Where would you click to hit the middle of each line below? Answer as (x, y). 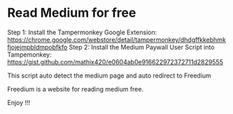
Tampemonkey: (29, 55)
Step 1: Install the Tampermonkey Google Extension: (82, 32)
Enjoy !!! (19, 102)
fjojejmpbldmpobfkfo (37, 47)
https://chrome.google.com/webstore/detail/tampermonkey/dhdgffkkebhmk (116, 39)
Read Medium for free (72, 13)
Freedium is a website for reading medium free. (76, 89)
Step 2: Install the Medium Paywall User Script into (142, 47)
